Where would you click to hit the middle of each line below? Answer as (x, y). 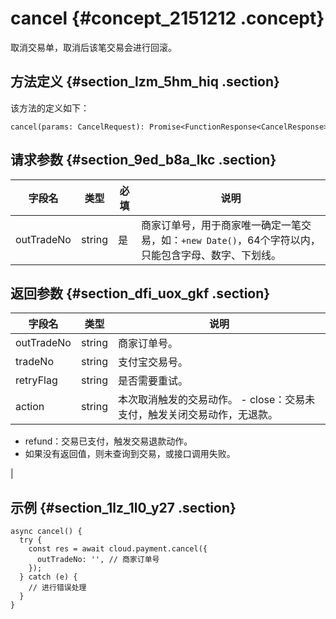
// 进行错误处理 (57, 588)
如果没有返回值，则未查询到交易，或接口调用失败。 (130, 454)
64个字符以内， (283, 240)
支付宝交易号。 (152, 362)
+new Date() (209, 240)
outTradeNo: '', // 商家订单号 (98, 560)
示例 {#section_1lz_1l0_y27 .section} (123, 507)
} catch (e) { (48, 577)
